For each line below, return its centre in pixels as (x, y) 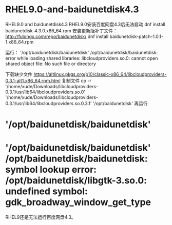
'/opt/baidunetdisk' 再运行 (120, 103)
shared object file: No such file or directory (51, 64)
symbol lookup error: (51, 170)
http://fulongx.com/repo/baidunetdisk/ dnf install (57, 36)
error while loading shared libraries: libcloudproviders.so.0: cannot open (82, 58)
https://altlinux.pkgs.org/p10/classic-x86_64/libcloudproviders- (100, 74)
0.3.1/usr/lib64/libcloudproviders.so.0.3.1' (49, 103)
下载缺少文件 (19, 74)
